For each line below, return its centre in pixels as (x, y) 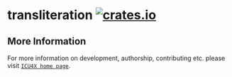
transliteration (50, 15)
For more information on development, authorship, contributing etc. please (116, 58)
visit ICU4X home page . (39, 66)
